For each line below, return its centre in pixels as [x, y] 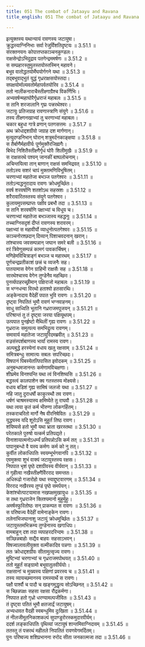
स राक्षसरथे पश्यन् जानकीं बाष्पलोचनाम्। [42, 157]
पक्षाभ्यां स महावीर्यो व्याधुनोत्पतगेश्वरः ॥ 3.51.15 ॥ [52, 229]
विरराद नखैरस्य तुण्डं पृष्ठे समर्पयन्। [38, 486]
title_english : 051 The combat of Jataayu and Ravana [73, 17]
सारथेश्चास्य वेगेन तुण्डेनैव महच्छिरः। [39, 275]
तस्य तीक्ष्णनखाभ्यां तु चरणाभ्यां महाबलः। [42, 117]
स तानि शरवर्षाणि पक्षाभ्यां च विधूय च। [40, 210]
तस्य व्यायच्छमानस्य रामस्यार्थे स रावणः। [42, 578]
